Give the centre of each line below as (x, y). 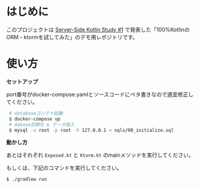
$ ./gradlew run (27, 180)
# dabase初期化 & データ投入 (42, 124)
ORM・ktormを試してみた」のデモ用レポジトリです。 (72, 37)
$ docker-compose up (35, 119)
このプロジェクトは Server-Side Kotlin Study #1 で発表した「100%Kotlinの (98, 30)
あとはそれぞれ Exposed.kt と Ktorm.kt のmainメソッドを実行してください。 (100, 155)
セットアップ (22, 81)
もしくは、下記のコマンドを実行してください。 (64, 168)
